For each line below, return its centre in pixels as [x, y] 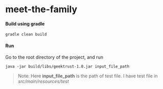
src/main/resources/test [43, 81]
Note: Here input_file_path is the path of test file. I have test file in [88, 76]
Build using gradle [25, 23]
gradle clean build [26, 35]
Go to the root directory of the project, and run [54, 57]
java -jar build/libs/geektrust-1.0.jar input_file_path [67, 66]
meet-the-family [42, 9]
